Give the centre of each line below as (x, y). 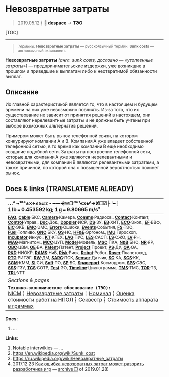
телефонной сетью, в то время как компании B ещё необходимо (75, 146)
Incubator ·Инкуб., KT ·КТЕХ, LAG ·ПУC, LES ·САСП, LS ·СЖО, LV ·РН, (74, 237)
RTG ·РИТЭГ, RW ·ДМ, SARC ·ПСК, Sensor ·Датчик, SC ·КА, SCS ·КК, (74, 257)
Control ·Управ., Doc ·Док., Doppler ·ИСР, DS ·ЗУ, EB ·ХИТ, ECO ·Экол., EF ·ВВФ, (84, 222)
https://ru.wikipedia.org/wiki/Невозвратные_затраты (68, 358)
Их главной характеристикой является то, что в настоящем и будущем (81, 104)
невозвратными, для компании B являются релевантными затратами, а (82, 162)
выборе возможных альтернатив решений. (52, 125)
